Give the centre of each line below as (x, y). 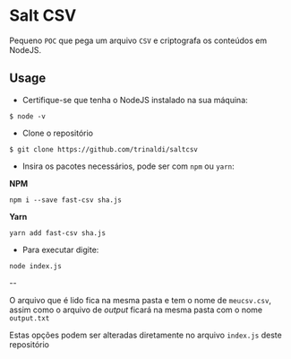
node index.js (36, 266)
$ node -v (28, 116)
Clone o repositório (58, 133)
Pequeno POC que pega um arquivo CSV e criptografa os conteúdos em (138, 40)
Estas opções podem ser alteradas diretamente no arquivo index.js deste (145, 335)
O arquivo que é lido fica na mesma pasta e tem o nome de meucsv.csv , (140, 300)
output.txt (30, 318)
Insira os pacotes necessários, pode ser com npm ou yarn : (128, 166)
